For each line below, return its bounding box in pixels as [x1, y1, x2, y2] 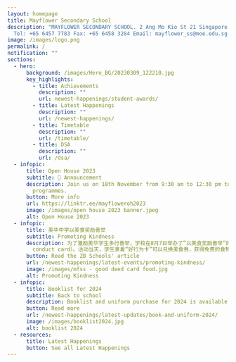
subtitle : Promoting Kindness [25, 233, 114, 240]
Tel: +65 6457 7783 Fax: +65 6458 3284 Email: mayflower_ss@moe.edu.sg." [13, 30, 234, 37]
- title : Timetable [32, 121, 90, 129]
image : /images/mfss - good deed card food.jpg [25, 266, 169, 273]
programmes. [32, 187, 68, 194]
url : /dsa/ [38, 154, 71, 162]
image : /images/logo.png [7, 37, 80, 44]
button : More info [25, 194, 80, 201]
